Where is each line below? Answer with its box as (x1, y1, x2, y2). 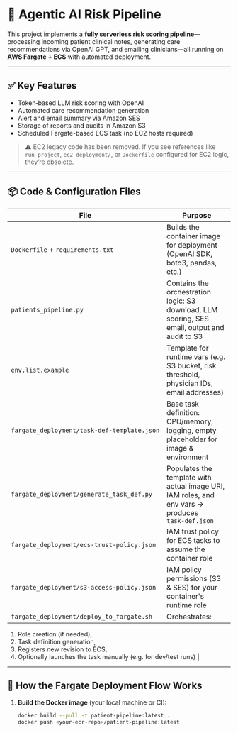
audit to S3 (166, 331, 203, 341)
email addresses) (166, 387, 225, 397)
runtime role (166, 600, 207, 610)
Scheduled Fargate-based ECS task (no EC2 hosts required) (17, 128, 193, 137)
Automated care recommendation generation (17, 106, 149, 114)
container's (166, 591, 204, 601)
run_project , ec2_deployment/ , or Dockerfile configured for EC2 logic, (24, 150, 229, 158)
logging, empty (166, 425, 217, 435)
